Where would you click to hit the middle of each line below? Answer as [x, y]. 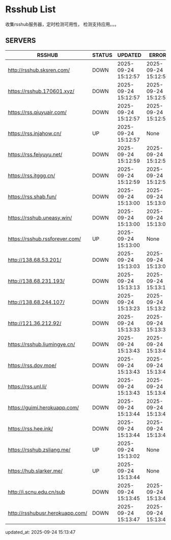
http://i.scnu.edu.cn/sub [36, 492]
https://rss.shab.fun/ [32, 196]
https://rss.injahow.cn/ [35, 133]
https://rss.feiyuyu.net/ [35, 154]
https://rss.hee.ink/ [31, 429]
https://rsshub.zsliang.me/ [39, 449]
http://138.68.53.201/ [35, 260]
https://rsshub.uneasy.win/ [40, 217]
